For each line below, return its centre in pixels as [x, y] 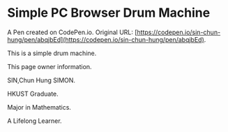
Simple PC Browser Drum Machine [109, 13]
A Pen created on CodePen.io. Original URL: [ [72, 32]
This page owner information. [50, 66]
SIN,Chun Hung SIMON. [41, 80]
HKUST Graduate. [33, 94]
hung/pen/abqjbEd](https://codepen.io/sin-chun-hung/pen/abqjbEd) [106, 39]
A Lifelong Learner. [35, 121]
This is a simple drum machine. [52, 53]
